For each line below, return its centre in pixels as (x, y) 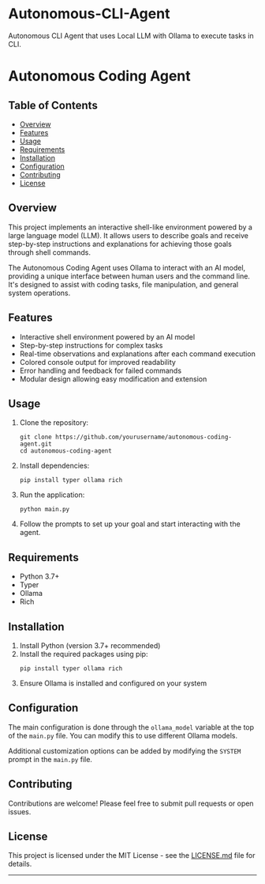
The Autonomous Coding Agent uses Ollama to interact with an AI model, (127, 267)
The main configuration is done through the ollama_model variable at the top (131, 727)
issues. (20, 811)
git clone (36, 437)
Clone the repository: (54, 423)
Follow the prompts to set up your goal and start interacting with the (130, 524)
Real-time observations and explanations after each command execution (138, 354)
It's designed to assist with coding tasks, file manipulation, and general (123, 284)
